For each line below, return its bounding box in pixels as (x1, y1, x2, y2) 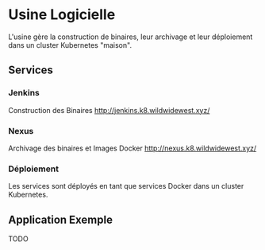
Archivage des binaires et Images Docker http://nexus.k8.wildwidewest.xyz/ (8, 143, 257, 153)
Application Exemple (8, 213, 113, 226)
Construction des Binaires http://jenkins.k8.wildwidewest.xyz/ (8, 105, 210, 115)
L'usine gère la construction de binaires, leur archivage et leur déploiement (8, 32, 253, 41)
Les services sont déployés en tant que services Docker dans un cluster (8, 182, 244, 191)
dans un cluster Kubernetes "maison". (8, 40, 132, 49)
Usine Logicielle (8, 6, 116, 24)
